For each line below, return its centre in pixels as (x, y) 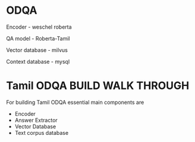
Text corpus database (42, 132)
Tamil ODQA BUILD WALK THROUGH (98, 86)
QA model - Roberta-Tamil (38, 38)
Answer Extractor (36, 120)
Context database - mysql (38, 61)
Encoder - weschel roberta (39, 27)
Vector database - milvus (37, 50)
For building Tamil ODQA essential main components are (75, 102)
